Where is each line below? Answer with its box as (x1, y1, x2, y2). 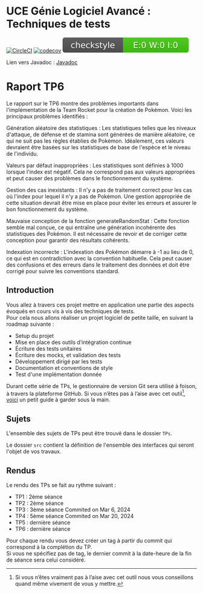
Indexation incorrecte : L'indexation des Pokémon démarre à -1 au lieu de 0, (6, 248, 195, 255)
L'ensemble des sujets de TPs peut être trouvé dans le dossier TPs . (6, 430, 172, 437)
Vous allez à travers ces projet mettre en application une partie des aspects (6, 301, 195, 308)
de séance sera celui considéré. (6, 556, 86, 563)
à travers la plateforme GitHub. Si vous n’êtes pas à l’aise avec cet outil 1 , (6, 389, 186, 397)
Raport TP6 (6, 80, 65, 94)
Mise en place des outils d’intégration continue (14, 339, 132, 346)
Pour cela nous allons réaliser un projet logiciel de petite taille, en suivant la (6, 314, 193, 321)
